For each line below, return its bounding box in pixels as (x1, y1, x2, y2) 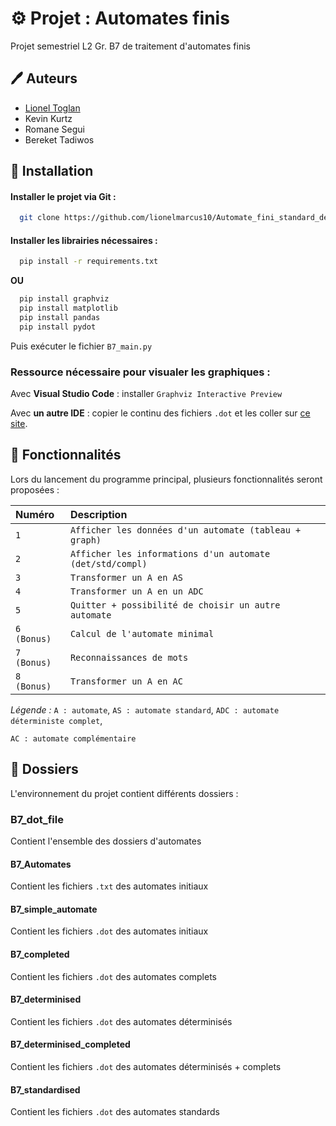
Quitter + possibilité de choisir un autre (69, 599, 281, 611)
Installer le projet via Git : (10, 190, 117, 202)
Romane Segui (24, 123, 85, 135)
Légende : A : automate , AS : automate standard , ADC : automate (10, 703, 280, 716)
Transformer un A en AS (69, 572, 183, 583)
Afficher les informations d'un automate (69, 548, 271, 559)
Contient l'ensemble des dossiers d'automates (10, 835, 202, 847)
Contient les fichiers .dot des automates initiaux (10, 925, 209, 937)
